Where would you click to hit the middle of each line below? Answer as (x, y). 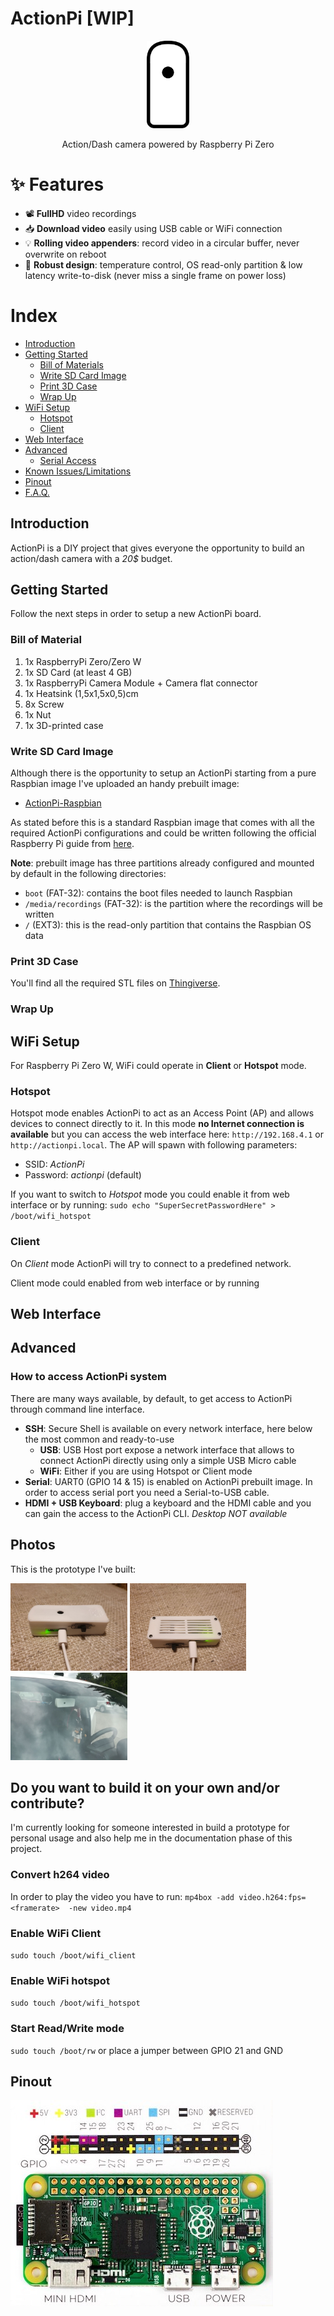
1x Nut (38, 714)
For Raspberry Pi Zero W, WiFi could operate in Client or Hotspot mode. (158, 1066)
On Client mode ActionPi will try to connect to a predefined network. (151, 1263)
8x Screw (44, 704)
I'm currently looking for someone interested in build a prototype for (150, 1828)
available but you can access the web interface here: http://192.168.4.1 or (167, 1134)
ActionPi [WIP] (72, 18)
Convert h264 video (60, 1875)
